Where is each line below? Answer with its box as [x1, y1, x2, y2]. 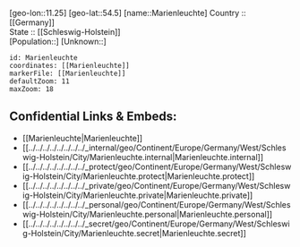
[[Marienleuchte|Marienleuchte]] [21, 132, 143, 143]
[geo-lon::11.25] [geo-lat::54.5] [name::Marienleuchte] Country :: [9, 8, 246, 18]
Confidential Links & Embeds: [9, 109, 177, 124]
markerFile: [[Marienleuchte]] [9, 69, 126, 78]
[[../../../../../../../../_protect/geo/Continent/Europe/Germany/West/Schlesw [21, 161, 292, 172]
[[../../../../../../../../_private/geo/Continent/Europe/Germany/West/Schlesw [21, 180, 291, 191]
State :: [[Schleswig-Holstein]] [9, 27, 121, 37]
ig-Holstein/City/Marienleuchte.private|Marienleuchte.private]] [21, 190, 253, 200]
